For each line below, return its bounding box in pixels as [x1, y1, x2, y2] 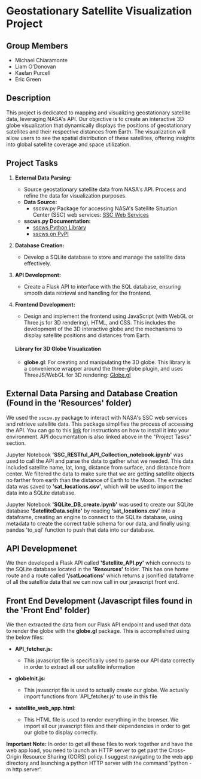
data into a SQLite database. [6, 489, 76, 496]
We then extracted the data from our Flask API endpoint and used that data [6, 621, 191, 628]
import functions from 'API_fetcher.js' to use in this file [23, 693, 157, 700]
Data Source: [23, 198, 57, 205]
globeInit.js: [14, 675, 46, 682]
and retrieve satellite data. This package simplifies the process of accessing [6, 420, 193, 428]
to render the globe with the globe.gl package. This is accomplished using [6, 628, 190, 635]
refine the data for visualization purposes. [23, 192, 127, 199]
